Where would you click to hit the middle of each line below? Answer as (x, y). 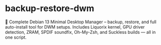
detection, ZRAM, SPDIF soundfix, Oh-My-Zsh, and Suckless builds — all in (80, 32)
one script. (16, 37)
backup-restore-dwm (50, 8)
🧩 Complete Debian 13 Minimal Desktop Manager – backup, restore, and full (81, 22)
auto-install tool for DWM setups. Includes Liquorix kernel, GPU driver (75, 27)
